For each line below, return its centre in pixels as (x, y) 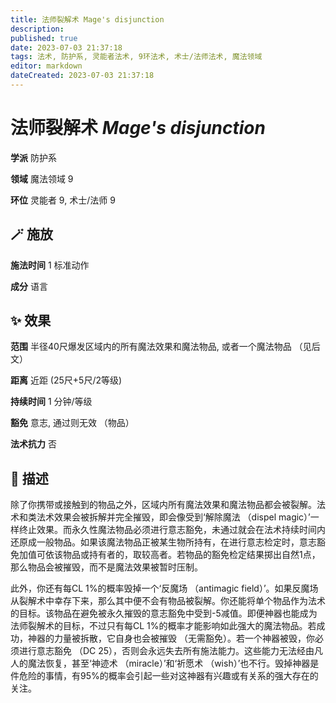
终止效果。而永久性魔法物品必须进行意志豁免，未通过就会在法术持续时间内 (172, 530)
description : (37, 29)
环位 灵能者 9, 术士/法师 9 (63, 200)
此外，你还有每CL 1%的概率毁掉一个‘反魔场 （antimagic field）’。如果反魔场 (164, 588)
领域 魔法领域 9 (42, 178)
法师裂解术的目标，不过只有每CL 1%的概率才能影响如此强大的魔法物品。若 (163, 626)
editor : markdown (46, 66)
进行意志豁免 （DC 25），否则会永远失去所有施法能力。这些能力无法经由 (166, 651)
